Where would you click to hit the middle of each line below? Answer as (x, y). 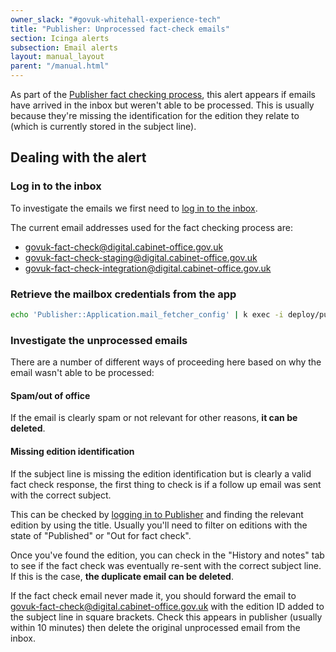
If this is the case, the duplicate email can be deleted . (122, 576)
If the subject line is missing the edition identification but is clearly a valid (161, 473)
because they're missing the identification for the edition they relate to (155, 115)
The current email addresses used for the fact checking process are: (151, 227)
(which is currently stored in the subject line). (103, 126)
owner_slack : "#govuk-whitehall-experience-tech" (116, 19)
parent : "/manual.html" (60, 66)
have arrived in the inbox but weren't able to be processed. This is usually (162, 105)
